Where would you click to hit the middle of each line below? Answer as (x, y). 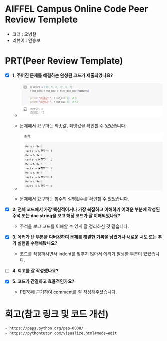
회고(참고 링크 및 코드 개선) (57, 314)
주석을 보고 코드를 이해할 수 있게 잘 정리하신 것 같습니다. (74, 226)
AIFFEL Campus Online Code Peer (77, 9)
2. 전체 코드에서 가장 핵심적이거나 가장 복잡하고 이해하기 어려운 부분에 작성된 (86, 210)
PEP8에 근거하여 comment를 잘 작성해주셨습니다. (68, 292)
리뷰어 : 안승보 (26, 40)
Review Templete (42, 20)
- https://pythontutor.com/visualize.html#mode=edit (61, 333)
